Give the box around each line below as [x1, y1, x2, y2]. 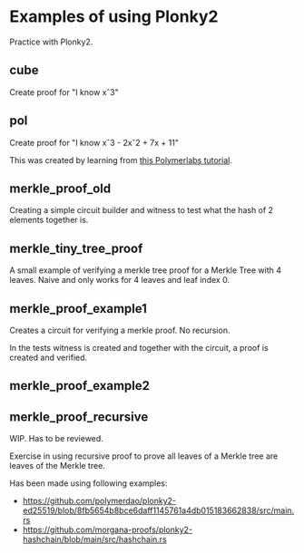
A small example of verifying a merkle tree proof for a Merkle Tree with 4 [9, 265, 281, 276]
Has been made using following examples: [9, 478, 168, 489]
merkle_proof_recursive [9, 409, 149, 424]
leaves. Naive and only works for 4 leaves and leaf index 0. [9, 275, 230, 286]
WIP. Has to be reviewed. [9, 433, 104, 444]
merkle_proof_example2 [9, 378, 150, 393]
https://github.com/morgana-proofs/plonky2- [22, 524, 193, 536]
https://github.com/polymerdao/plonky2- [22, 496, 177, 507]
